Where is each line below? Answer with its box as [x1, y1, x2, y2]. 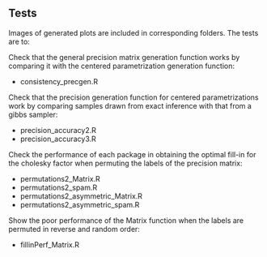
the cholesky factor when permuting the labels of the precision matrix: [8, 158, 243, 168]
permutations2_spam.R [19, 182, 98, 192]
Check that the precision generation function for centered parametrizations [8, 92, 259, 102]
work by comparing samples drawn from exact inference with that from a [8, 101, 252, 110]
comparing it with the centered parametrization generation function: [8, 61, 235, 71]
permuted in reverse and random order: [8, 224, 140, 233]
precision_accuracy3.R [19, 134, 97, 143]
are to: [8, 36, 30, 46]
